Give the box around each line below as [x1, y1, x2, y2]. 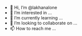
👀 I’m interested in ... [9, 10, 52, 16]
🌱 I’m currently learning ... [9, 15, 63, 20]
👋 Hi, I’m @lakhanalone [9, 5, 57, 10]
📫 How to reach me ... [9, 26, 56, 31]
